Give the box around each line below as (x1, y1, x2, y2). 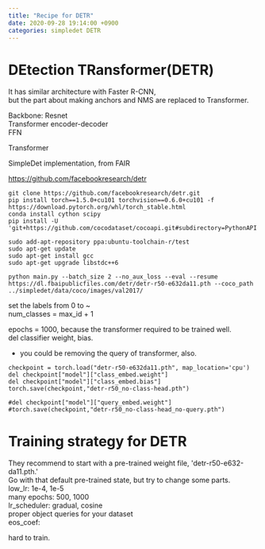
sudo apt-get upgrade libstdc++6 (8, 259, 119, 267)
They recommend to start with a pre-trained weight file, (8, 458, 190, 468)
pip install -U (8, 217, 59, 225)
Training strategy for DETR (8, 432, 187, 450)
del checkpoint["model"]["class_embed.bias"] (8, 378, 161, 386)
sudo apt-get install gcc (8, 252, 94, 260)
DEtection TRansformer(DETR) (8, 60, 214, 79)
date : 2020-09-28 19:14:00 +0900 (8, 19, 119, 27)
